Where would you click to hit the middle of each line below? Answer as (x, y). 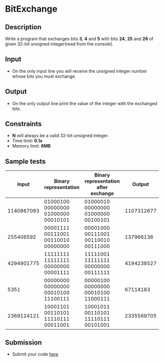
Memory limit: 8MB (31, 146)
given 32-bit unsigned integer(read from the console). (59, 44)
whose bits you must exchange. (44, 76)
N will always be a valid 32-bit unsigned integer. (60, 136)
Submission (24, 342)
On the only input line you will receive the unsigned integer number (80, 71)
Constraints (23, 124)
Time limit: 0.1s (27, 141)
